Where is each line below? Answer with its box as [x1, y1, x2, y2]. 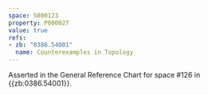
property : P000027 [8, 19, 69, 27]
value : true [8, 26, 48, 34]
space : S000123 [8, 11, 59, 20]
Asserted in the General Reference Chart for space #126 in [8, 70, 201, 79]
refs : [8, 33, 26, 42]
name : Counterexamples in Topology [15, 48, 134, 56]
